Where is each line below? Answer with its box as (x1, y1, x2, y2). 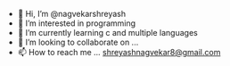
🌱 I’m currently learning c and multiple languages (17, 28, 198, 37)
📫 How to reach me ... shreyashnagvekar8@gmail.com (17, 47, 221, 57)
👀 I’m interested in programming (17, 18, 136, 29)
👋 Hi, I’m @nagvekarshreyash (17, 9, 127, 19)
